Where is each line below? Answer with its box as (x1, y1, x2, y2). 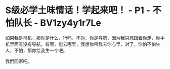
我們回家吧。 (5, 58, 32, 64)
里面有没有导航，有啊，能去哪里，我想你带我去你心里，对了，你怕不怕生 (9, 41, 160, 47)
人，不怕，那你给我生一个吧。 (5, 47, 67, 53)
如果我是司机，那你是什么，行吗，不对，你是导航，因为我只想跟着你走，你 (5, 35, 160, 41)
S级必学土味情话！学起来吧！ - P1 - (5, 5, 151, 16)
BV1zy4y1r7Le (40, 17, 101, 29)
